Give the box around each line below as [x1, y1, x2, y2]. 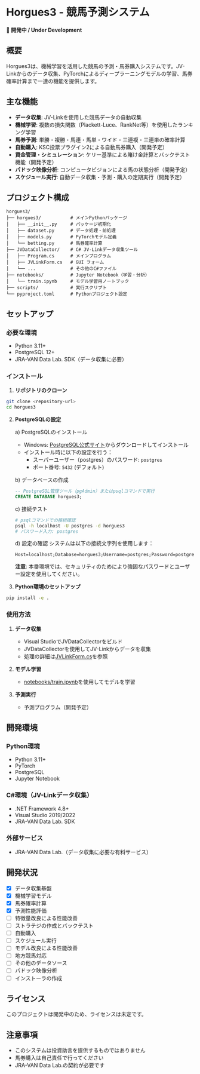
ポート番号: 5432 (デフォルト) [32, 464, 104, 471]
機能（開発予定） [14, 158, 57, 165]
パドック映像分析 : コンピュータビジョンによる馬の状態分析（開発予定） [14, 165, 191, 173]
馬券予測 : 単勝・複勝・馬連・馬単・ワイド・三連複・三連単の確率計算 [14, 136, 186, 143]
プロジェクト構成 [6, 192, 69, 202]
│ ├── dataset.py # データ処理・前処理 [6, 228, 116, 234]
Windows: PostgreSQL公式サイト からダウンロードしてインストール [23, 441, 189, 449]
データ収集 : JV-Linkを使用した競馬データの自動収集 [14, 113, 142, 121]
